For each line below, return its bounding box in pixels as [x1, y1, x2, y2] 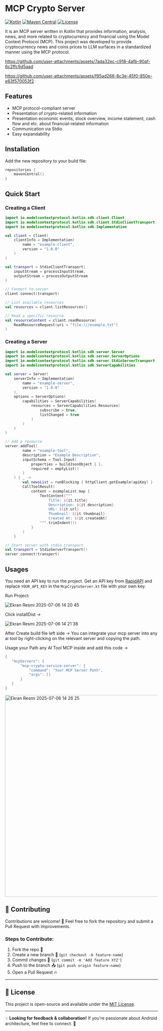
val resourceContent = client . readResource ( [5, 318, 97, 323]
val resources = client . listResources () [5, 304, 88, 309]
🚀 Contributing [5, 905, 50, 913]
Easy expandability [12, 131, 50, 136]
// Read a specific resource [5, 313, 64, 318]
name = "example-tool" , [22, 448, 70, 453]
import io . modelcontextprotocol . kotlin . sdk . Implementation [5, 224, 127, 229]
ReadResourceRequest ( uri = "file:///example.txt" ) [14, 322, 118, 327]
